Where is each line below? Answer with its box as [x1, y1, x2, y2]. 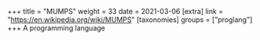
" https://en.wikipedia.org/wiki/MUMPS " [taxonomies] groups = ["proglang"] [7, 15, 253, 24]
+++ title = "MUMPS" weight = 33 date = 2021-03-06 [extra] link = [7, 7, 224, 16]
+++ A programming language [7, 24, 105, 32]
